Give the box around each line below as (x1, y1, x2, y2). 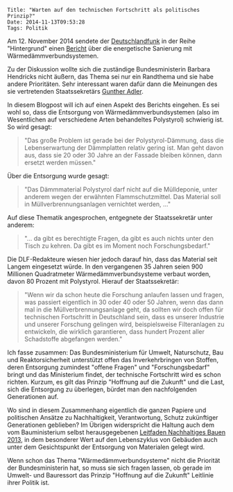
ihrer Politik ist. (7, 479, 50, 486)
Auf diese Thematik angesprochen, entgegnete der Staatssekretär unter (7, 214, 213, 221)
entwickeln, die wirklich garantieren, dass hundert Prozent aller (24, 328, 205, 336)
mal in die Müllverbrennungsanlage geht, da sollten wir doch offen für (24, 305, 224, 314)
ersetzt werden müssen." (24, 158, 96, 167)
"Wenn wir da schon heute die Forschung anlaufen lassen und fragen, (24, 291, 224, 298)
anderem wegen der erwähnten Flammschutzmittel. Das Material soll (24, 193, 221, 201)
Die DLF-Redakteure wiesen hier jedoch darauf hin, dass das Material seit (7, 255, 218, 263)
